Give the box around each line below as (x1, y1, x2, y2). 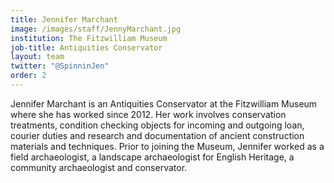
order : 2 (10, 71, 47, 81)
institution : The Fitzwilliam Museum (10, 33, 168, 43)
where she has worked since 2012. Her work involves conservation (10, 108, 287, 120)
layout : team (10, 52, 65, 62)
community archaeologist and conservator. (10, 161, 188, 173)
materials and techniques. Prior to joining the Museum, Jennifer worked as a (10, 140, 325, 152)
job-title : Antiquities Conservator (10, 42, 163, 53)
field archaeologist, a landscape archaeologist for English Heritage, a (10, 151, 295, 163)
